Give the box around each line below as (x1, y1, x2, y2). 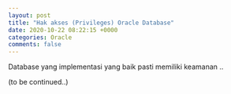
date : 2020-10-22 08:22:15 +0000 (8, 26, 118, 34)
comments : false (8, 41, 61, 49)
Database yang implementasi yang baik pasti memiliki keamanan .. (8, 62, 224, 71)
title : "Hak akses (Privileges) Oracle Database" (8, 19, 175, 27)
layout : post (8, 11, 51, 20)
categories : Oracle (8, 33, 73, 42)
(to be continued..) (8, 78, 69, 87)
